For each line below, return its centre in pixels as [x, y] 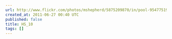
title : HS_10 [19, 24]
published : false [24, 19]
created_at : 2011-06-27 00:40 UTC [42, 15]
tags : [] [15, 29]
